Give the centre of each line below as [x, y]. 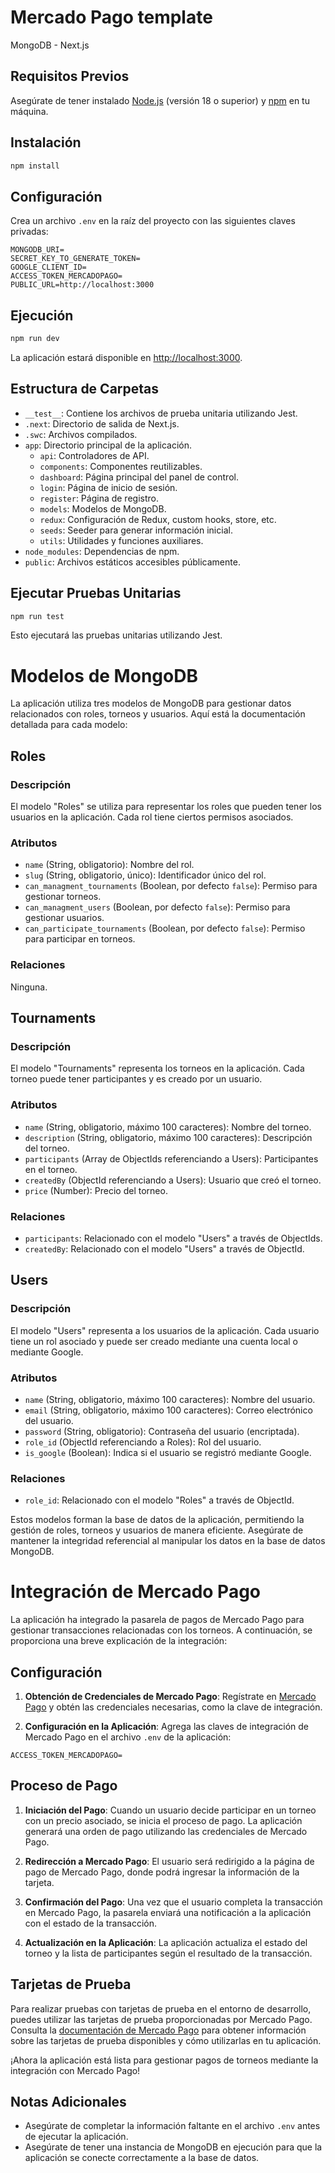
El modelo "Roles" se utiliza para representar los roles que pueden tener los [166, 807]
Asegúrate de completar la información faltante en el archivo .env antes [172, 2126]
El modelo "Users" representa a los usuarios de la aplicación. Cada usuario [165, 1330]
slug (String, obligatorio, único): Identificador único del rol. [145, 875]
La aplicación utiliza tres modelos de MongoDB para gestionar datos [151, 703]
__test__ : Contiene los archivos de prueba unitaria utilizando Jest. [161, 413]
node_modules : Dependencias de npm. [102, 551]
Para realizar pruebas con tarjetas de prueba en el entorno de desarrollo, [161, 2008]
